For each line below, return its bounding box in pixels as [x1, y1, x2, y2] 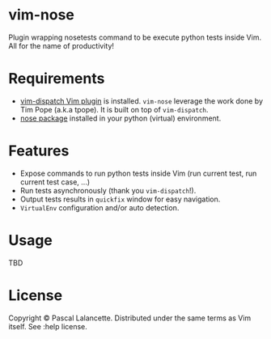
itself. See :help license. [8, 321, 87, 331]
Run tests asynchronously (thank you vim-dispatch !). [19, 185, 197, 195]
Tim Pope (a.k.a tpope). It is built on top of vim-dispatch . [19, 104, 209, 114]
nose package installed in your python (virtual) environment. [19, 113, 222, 123]
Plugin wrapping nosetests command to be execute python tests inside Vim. [8, 32, 261, 42]
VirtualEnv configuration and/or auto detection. [19, 202, 180, 212]
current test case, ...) [19, 176, 91, 187]
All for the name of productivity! [8, 40, 115, 50]
